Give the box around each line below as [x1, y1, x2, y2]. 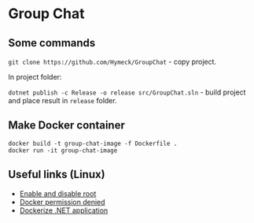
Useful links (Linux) [8, 168, 105, 181]
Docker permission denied [19, 197, 105, 206]
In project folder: [8, 72, 62, 81]
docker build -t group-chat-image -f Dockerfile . [8, 139, 178, 147]
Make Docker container [8, 119, 126, 132]
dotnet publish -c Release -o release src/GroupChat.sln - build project [8, 87, 246, 97]
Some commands [8, 36, 96, 50]
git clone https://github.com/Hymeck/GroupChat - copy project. [8, 57, 217, 66]
